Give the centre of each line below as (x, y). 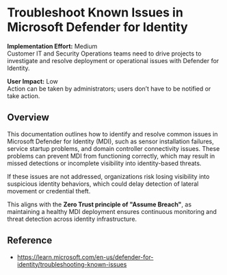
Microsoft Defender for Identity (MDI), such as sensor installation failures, (110, 141)
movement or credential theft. (49, 191)
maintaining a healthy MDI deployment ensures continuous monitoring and (112, 211)
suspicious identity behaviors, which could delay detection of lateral (103, 184)
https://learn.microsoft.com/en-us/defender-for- (85, 257)
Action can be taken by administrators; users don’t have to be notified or (109, 88)
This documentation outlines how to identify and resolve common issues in (112, 134)
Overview (28, 118)
